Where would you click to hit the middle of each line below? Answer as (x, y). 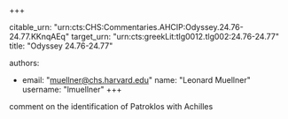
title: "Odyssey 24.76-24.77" (61, 46)
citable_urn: (31, 27)
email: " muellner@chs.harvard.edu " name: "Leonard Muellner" (136, 80)
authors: (24, 63)
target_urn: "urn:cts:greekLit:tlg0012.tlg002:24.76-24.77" (175, 37)
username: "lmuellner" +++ (72, 89)
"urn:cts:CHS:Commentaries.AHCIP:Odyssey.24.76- (148, 27)
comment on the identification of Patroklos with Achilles (111, 106)
